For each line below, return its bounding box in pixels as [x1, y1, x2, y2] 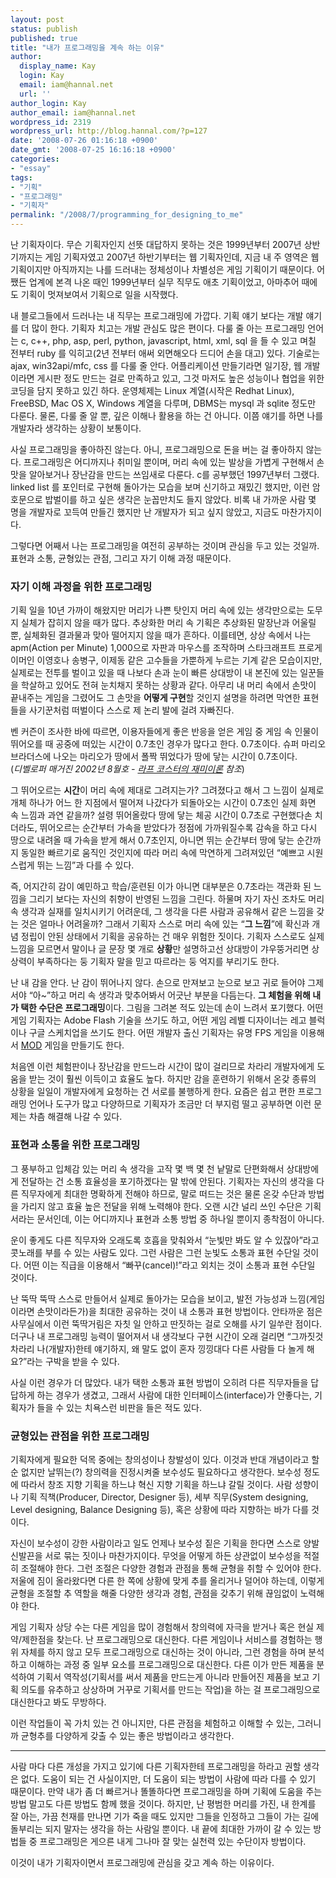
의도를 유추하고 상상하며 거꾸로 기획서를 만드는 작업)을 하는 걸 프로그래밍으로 [20, 1683, 321, 1695]
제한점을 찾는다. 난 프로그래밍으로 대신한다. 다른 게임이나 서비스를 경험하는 [21, 1633, 313, 1645]
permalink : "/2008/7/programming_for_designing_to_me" [10, 210, 244, 220]
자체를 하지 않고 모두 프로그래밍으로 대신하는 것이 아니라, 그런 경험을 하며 [20, 1646, 307, 1658]
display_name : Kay [19, 61, 97, 71]
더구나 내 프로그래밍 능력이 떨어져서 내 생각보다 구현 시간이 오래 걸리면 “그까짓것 [10, 1330, 324, 1342]
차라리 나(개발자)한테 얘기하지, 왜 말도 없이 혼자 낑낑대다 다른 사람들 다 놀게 [10, 1342, 305, 1355]
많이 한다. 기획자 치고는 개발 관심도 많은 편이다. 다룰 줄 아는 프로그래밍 [31, 322, 306, 334]
